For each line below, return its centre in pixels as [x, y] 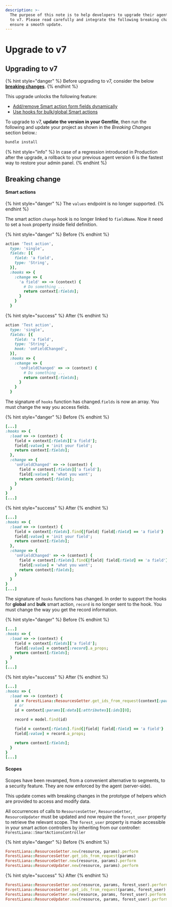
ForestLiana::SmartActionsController [46, 833]
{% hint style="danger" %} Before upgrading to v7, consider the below [80, 81]
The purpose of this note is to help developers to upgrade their [82, 15]
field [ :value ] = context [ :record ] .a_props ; [62, 648]
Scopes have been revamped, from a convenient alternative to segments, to [85, 780]
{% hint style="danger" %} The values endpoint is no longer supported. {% [85, 203]
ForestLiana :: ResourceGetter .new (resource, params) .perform [71, 861]
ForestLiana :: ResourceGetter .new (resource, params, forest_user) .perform [86, 894]
